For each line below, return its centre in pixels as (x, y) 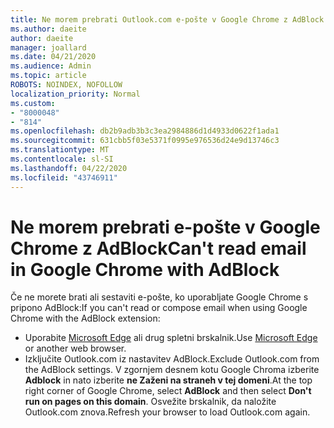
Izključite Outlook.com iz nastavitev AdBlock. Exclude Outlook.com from (172, 359)
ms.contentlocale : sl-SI (62, 159)
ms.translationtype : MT (60, 150)
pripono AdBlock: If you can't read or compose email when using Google (159, 308)
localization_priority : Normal (75, 94)
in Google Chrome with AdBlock (145, 269)
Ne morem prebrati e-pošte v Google (165, 227)
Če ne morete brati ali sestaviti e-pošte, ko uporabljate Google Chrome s (159, 297)
